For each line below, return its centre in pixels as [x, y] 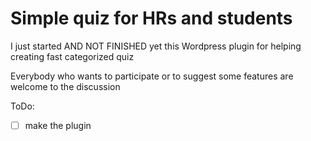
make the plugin [58, 125]
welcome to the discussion [65, 86]
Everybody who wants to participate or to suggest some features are [152, 76]
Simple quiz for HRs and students [151, 18]
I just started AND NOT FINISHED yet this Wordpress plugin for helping [156, 46]
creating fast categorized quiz [72, 56]
